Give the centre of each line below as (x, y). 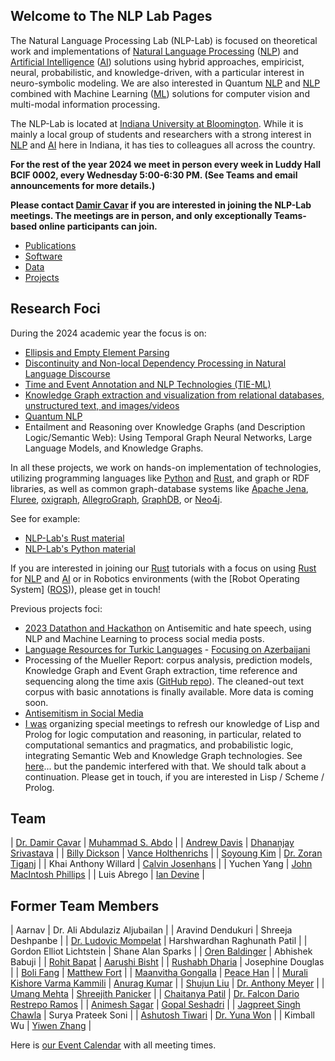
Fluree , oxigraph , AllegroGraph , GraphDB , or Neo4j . (116, 499)
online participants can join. (98, 226)
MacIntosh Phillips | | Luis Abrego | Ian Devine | (107, 875)
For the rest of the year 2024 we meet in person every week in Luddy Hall (166, 164)
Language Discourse (67, 373)
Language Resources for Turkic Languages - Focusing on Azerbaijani (167, 649)
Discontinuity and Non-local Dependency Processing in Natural (155, 363)
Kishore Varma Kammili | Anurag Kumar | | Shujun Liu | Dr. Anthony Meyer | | (167, 983)
